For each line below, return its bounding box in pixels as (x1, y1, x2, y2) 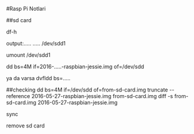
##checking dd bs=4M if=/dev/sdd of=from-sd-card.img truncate (6, 86, 168, 93)
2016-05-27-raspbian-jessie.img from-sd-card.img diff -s (31, 93, 173, 99)
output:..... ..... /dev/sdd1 (6, 40, 66, 47)
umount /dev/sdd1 (6, 51, 51, 59)
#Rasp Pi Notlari (6, 5, 46, 12)
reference (6, 93, 30, 99)
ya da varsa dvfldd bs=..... (6, 75, 70, 81)
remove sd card (6, 122, 45, 129)
